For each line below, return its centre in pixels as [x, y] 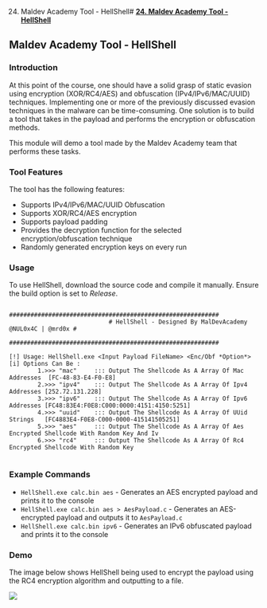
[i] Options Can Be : [45, 364]
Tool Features [36, 172]
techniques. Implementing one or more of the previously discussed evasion [132, 102]
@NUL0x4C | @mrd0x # [43, 329]
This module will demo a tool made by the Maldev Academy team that [123, 143]
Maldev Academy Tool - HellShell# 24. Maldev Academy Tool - [124, 12]
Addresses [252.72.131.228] [56, 392]
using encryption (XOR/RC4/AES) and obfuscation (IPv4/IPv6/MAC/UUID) [130, 93]
